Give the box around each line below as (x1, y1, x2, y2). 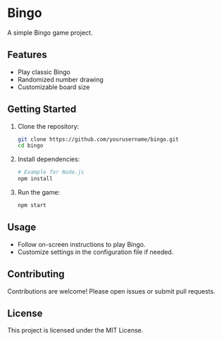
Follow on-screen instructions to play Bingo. (17, 240, 146, 248)
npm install (17, 175, 53, 183)
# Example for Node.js (17, 168, 85, 176)
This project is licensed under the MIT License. (7, 326, 144, 335)
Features (7, 49, 47, 61)
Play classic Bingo (17, 67, 70, 76)
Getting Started (7, 103, 77, 115)
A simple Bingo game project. (7, 28, 93, 37)
